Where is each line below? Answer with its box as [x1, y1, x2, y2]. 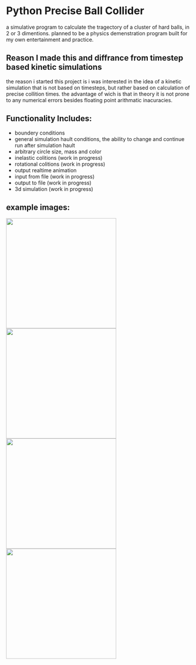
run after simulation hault [14, 142, 75, 149]
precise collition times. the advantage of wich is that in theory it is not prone [6, 90, 190, 98]
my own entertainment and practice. [6, 36, 94, 43]
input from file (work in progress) [14, 173, 95, 180]
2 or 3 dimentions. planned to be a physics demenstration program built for [6, 29, 188, 36]
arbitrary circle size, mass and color [14, 148, 102, 155]
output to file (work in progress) [14, 179, 92, 186]
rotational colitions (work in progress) [14, 160, 106, 167]
